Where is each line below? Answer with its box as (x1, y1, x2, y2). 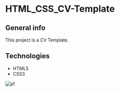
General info (5, 24, 46, 32)
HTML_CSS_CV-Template (5, 3, 115, 15)
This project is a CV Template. (5, 37, 69, 43)
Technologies (5, 52, 50, 60)
